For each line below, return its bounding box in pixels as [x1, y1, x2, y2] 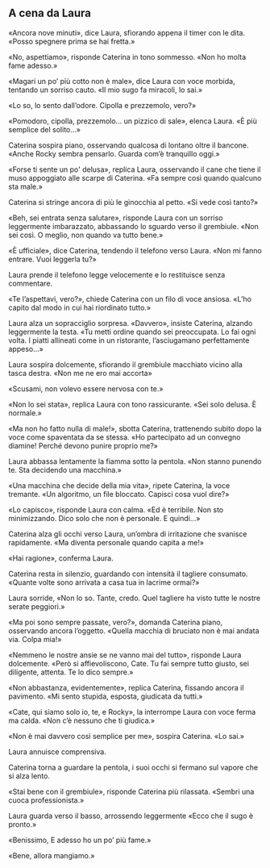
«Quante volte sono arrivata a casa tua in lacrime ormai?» [8, 577, 200, 587]
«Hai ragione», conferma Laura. [8, 553, 114, 563]
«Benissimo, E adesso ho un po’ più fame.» [8, 835, 152, 845]
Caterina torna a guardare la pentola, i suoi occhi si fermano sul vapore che [8, 762, 259, 772]
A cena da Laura [8, 6, 91, 20]
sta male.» [8, 182, 43, 191]
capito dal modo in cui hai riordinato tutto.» [8, 303, 152, 312]
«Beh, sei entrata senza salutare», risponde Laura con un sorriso [8, 213, 223, 223]
